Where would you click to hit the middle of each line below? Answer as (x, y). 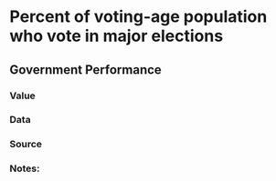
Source (26, 145)
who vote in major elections (117, 36)
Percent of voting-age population (138, 17)
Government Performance (85, 70)
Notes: (25, 168)
